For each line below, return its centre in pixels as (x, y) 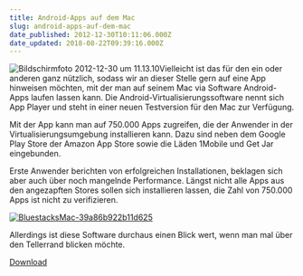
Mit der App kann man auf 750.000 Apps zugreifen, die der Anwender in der (151, 125)
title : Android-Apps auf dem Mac (72, 18)
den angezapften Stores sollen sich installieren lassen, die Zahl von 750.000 (151, 190)
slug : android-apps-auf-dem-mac (70, 26)
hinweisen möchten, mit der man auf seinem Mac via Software (126, 88)
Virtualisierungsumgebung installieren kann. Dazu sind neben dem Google (148, 134)
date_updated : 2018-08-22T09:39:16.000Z (87, 43)
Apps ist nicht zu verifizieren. (64, 200)
